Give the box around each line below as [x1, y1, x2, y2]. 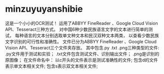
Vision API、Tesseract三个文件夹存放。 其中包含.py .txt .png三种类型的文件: [5, 45, 160, 50]
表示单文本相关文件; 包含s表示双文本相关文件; [5, 63, 98, 69]
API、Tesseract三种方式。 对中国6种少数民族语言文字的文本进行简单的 [5, 26, 149, 32]
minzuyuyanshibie [5, 3, 83, 15]
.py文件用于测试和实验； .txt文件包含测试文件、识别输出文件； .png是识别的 [5, 50, 160, 57]
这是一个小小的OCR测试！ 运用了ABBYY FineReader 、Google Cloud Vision [5, 20, 158, 26]
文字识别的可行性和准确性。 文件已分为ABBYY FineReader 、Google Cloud [5, 38, 157, 45]
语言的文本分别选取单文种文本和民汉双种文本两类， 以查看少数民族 [23, 32, 159, 38]
